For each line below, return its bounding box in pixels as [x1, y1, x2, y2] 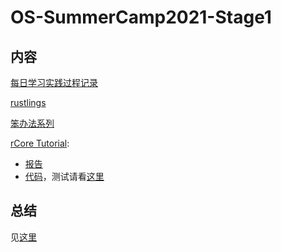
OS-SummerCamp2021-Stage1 [10, 6, 272, 29]
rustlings [10, 97, 47, 108]
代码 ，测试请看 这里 [24, 171, 105, 182]
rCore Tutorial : [10, 137, 70, 149]
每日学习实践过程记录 [10, 77, 98, 88]
